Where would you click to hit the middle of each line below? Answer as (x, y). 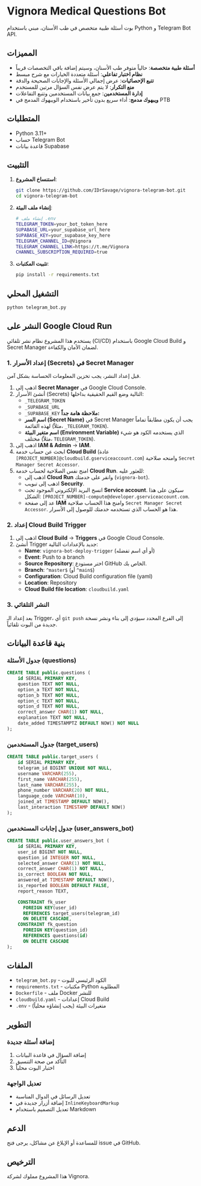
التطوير (19, 1025)
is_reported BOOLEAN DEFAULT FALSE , (64, 886)
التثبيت (18, 165)
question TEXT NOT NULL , (49, 684)
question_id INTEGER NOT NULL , (57, 858)
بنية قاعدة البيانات (36, 643)
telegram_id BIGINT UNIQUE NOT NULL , (65, 768)
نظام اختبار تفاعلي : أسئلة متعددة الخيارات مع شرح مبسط (79, 74)
